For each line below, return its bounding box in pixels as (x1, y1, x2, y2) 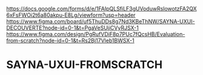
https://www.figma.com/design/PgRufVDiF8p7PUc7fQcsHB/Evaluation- (6, 31, 185, 38)
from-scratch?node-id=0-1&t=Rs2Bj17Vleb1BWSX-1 (6, 37, 135, 44)
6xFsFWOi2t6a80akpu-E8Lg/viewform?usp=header (6, 11, 136, 19)
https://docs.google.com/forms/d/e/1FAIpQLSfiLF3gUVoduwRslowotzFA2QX (6, 5, 197, 12)
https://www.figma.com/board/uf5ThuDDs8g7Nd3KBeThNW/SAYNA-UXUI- (6, 18, 195, 25)
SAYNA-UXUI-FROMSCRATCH (6, 58, 162, 71)
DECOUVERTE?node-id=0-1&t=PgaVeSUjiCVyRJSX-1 (6, 24, 139, 31)
